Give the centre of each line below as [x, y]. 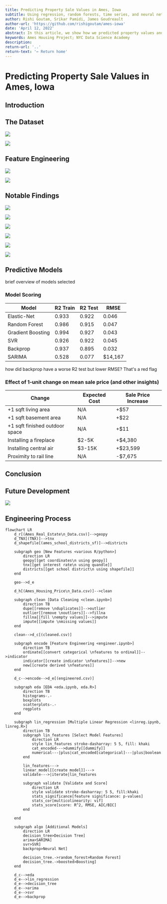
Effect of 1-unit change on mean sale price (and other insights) [82, 382]
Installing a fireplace [31, 440]
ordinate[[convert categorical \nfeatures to [71, 652]
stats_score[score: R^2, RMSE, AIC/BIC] [74, 805]
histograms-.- [38, 696]
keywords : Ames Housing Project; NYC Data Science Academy [68, 38]
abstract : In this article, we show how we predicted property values [80, 33]
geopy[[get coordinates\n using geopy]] [65, 560]
